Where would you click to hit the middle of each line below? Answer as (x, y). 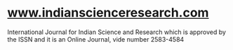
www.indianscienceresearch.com (108, 13)
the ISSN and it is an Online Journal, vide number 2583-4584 (96, 39)
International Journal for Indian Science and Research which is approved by (117, 32)
